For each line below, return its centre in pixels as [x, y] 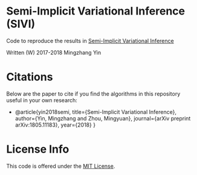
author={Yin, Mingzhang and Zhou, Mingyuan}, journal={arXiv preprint [103, 118]
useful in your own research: [42, 100]
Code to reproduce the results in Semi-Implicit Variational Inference [90, 41]
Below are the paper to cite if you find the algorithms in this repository [93, 94]
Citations [30, 77]
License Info [38, 149]
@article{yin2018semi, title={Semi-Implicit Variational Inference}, [96, 112]
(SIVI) [21, 24]
